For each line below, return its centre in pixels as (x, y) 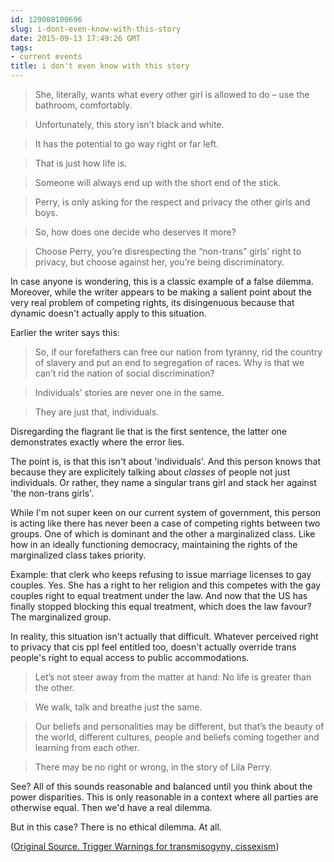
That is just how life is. (81, 163)
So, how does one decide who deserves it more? (135, 232)
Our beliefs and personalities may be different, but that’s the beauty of (179, 726)
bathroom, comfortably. (83, 105)
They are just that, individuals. (97, 412)
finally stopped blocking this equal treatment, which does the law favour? (161, 606)
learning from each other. (87, 747)
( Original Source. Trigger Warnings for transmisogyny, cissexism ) (145, 846)
